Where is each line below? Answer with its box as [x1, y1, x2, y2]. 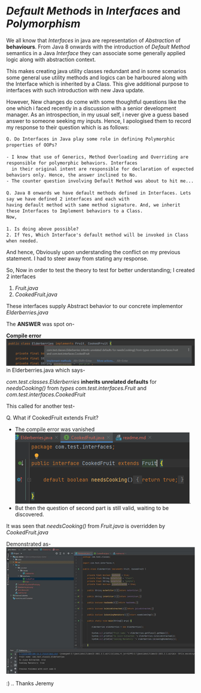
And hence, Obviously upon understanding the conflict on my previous [6, 248, 181, 255]
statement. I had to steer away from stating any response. [6, 255, 148, 262]
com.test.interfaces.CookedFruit [6, 391, 86, 398]
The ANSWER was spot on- [6, 320, 75, 327]
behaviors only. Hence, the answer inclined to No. [6, 172, 138, 178]
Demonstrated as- [6, 540, 51, 547]
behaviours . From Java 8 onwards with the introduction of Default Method [6, 43, 190, 50]
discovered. [14, 511, 44, 518]
